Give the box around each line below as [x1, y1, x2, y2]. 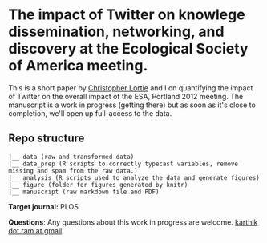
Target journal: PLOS [8, 201, 79, 211]
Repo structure [8, 132, 85, 145]
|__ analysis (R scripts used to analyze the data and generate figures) [8, 173, 261, 181]
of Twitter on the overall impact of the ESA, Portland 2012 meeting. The [8, 91, 244, 101]
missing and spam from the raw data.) [8, 166, 138, 175]
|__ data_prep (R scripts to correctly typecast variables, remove [8, 160, 239, 168]
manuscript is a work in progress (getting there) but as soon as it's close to [8, 100, 257, 110]
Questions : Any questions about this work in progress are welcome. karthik [8, 217, 258, 227]
